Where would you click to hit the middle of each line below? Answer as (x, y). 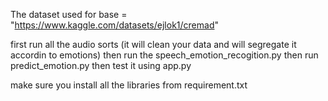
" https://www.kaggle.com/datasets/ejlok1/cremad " (114, 25)
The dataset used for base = (69, 14)
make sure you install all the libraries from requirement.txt (129, 85)
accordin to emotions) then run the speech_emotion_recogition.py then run (164, 55)
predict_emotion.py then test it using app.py (101, 65)
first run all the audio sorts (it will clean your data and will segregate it (153, 44)
